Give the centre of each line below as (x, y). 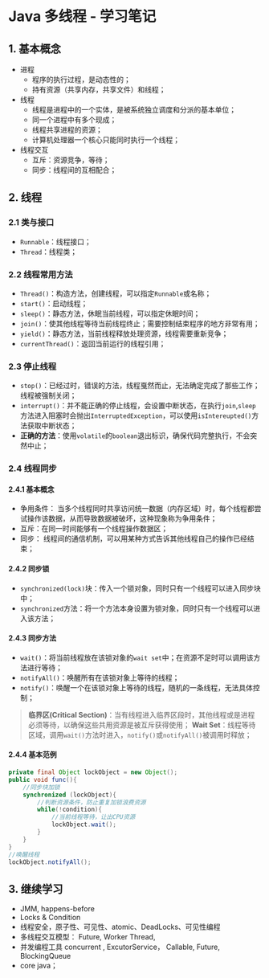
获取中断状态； (52, 426)
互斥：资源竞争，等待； (71, 160)
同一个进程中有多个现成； (74, 120)
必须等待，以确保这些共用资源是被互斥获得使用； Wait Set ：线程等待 (142, 725)
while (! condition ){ (70, 810)
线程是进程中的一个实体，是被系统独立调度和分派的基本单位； (134, 110)
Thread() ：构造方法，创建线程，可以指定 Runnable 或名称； (116, 293)
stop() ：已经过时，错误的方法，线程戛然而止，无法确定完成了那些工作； (140, 386)
